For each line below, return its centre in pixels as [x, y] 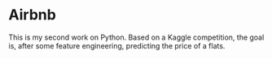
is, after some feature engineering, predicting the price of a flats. [117, 45]
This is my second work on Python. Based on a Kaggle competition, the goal [136, 37]
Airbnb [33, 15]
